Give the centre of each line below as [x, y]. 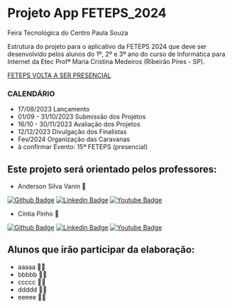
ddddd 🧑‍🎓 [32, 290]
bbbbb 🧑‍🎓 [32, 274]
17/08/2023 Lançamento [54, 109]
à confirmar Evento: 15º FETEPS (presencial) [83, 147]
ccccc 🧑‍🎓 [32, 282]
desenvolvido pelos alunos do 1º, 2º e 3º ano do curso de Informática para [116, 54]
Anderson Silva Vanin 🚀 [52, 187]
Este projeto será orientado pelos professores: [112, 169]
